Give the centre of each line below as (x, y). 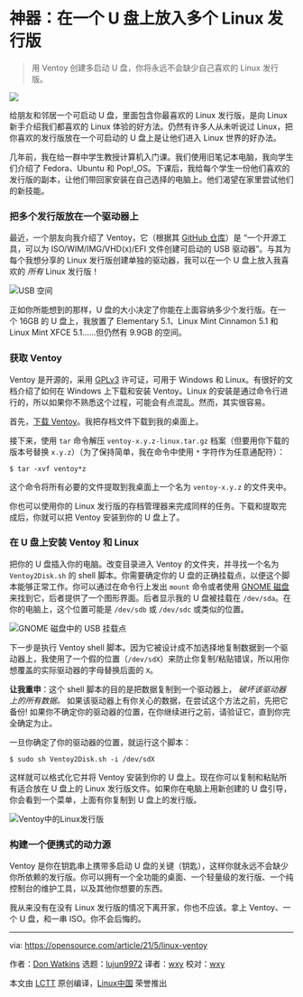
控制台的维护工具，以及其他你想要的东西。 (88, 889)
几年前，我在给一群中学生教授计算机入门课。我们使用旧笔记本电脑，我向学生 (151, 157)
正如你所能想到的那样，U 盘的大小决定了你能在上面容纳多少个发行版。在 (144, 310)
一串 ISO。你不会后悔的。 (98, 919)
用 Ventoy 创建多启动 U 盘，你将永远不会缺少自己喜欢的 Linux (146, 68)
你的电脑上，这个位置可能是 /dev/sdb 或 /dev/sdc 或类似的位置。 (129, 609)
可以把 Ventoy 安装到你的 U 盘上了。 (116, 517)
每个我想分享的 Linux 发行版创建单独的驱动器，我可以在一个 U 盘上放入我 (145, 260)
